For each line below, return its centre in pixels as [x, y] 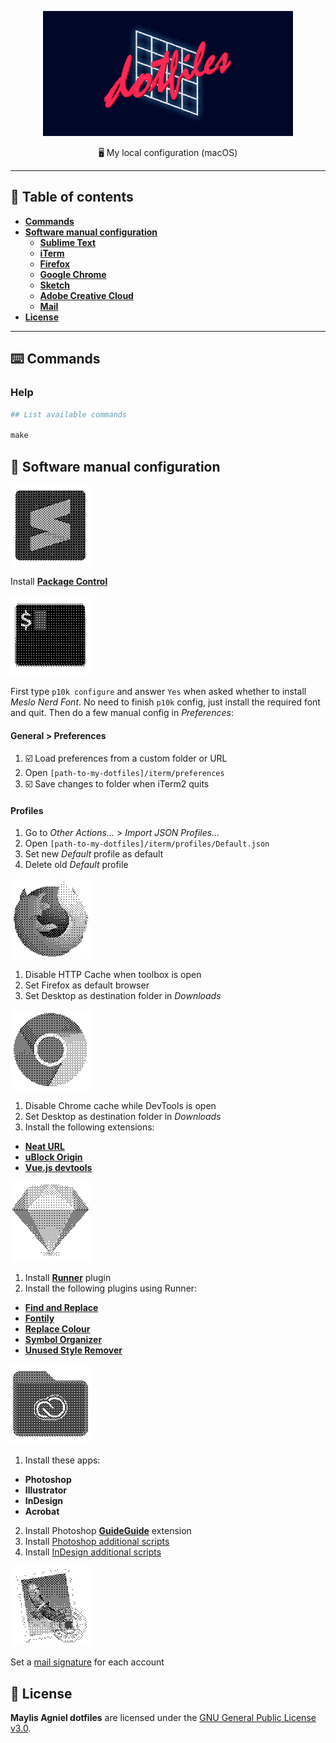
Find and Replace [61, 1308]
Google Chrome [73, 274]
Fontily [39, 1318]
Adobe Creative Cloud [86, 295]
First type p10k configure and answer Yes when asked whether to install [158, 691]
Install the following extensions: [89, 1127]
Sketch [54, 285]
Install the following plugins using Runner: [111, 1288]
